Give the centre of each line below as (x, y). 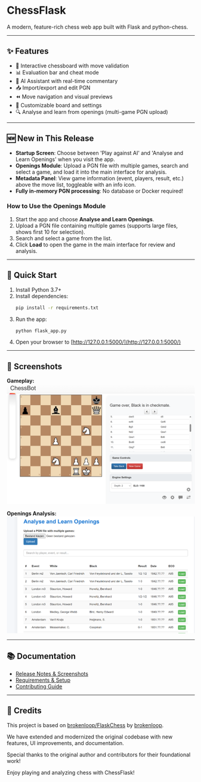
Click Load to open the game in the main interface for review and (95, 245)
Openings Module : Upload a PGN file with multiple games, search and (102, 165)
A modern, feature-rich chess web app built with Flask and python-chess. (98, 27)
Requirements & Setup (43, 680)
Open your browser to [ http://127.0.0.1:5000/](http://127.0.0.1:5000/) (98, 342)
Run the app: (31, 319)
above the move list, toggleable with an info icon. (75, 184)
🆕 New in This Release (50, 139)
